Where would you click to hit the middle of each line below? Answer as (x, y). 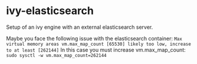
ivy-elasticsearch (50, 11)
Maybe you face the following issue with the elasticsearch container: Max (94, 38)
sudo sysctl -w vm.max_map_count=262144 (57, 55)
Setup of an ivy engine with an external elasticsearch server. (80, 27)
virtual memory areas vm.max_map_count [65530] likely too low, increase (99, 44)
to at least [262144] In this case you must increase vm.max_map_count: (96, 50)
